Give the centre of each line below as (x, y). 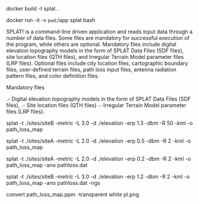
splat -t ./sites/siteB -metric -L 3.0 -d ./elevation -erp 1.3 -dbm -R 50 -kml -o (99, 123)
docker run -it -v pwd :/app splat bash (51, 20)
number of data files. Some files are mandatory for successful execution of (98, 38)
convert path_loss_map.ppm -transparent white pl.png (73, 194)
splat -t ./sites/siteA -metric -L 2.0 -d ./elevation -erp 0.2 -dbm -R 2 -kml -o (99, 159)
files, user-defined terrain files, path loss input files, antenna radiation (91, 70)
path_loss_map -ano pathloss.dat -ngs (53, 183)
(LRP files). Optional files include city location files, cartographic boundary (97, 63)
